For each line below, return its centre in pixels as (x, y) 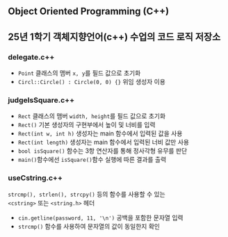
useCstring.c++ (35, 178)
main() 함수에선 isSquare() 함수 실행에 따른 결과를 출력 (92, 160)
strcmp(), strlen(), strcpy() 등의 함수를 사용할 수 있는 (87, 194)
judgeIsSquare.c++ (41, 100)
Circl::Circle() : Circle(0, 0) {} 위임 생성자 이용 (92, 82)
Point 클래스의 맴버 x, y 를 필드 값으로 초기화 (79, 73)
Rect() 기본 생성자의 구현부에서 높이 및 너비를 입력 (87, 125)
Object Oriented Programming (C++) (89, 11)
